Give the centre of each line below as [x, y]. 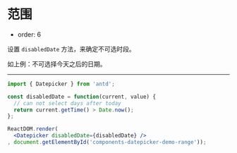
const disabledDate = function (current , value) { [82, 97]
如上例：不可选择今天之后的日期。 [57, 63]
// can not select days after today [67, 103]
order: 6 [29, 34]
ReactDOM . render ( [33, 129]
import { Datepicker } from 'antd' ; [61, 84]
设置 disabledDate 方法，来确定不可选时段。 [71, 49]
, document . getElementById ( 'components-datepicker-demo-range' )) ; [107, 142]
